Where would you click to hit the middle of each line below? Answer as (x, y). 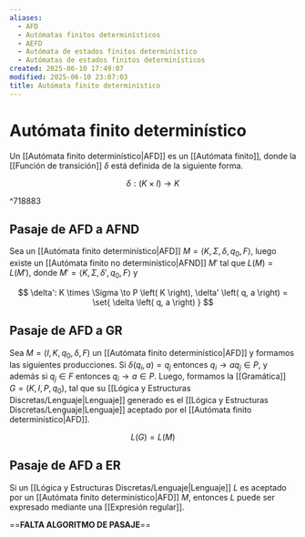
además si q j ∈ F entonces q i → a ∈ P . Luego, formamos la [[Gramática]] (148, 377)
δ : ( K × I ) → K (153, 183)
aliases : (26, 18)
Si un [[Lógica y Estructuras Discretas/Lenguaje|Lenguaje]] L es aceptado (148, 487)
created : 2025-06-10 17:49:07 (67, 69)
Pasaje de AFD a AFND (74, 229)
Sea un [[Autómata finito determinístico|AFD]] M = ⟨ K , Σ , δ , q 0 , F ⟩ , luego (143, 253)
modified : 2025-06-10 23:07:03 (69, 77)
